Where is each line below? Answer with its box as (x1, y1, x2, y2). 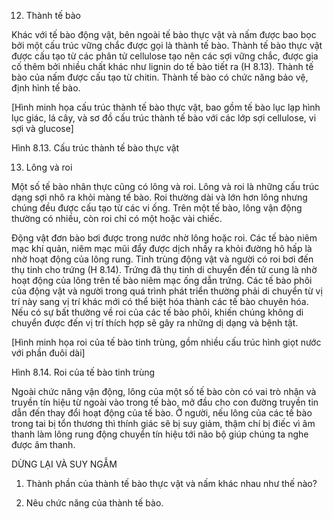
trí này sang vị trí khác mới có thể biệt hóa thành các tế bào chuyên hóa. (11, 296, 309, 307)
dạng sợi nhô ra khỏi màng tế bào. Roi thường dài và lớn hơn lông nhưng (11, 191, 308, 203)
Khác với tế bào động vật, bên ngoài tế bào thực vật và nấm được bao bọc (11, 29, 317, 40)
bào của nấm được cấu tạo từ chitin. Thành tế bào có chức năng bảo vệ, (11, 71, 309, 83)
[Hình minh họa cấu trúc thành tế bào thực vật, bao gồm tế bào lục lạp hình (11, 101, 321, 113)
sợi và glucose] (11, 123, 74, 134)
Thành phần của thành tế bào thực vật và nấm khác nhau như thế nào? (25, 478, 318, 489)
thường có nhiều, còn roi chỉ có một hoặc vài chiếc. (11, 213, 223, 224)
